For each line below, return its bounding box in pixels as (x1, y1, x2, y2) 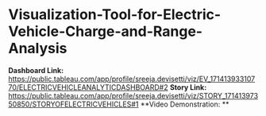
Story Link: (169, 82, 207, 92)
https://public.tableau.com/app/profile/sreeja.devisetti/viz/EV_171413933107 (8, 74, 256, 83)
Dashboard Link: (8, 65, 64, 75)
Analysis (8, 40, 67, 57)
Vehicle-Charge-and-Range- (8, 22, 203, 41)
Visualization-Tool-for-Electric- (8, 6, 222, 24)
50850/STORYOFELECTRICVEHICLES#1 (8, 99, 139, 109)
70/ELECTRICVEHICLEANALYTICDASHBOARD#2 (8, 82, 168, 92)
